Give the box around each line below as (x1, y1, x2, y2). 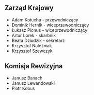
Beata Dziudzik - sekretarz (11, 38, 65, 43)
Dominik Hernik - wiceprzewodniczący (11, 22, 89, 28)
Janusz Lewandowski (11, 80, 55, 86)
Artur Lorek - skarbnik (11, 32, 56, 38)
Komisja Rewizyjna (4, 62, 63, 70)
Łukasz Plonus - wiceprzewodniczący (11, 27, 88, 33)
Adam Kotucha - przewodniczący (11, 17, 78, 22)
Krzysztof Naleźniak (11, 42, 52, 48)
